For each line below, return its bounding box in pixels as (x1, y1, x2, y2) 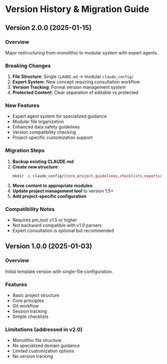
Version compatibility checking (12, 129, 76, 135)
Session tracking (12, 308, 47, 314)
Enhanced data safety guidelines (12, 124, 80, 130)
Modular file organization (12, 118, 64, 124)
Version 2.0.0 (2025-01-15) (5, 23, 92, 32)
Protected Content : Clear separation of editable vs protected (12, 89, 139, 95)
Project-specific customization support (12, 134, 93, 140)
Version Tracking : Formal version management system (12, 84, 126, 90)
